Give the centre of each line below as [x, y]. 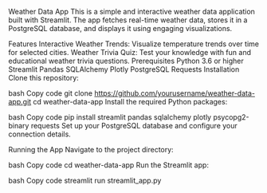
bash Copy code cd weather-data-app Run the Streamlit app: [109, 165]
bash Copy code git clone [51, 93]
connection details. [40, 134]
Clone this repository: [44, 78]
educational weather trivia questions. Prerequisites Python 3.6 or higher [126, 61]
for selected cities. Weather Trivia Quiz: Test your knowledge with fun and [130, 52]
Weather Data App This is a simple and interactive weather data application [132, 12]
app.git [20, 102]
